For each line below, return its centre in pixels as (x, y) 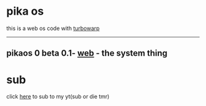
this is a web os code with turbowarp (53, 28)
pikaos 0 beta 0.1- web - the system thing (87, 53)
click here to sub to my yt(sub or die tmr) (58, 97)
